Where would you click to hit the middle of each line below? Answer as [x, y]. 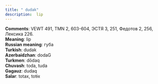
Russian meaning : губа [29, 44]
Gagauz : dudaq [21, 71]
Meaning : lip [18, 39]
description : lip [24, 14]
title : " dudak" [22, 10]
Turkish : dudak [21, 50]
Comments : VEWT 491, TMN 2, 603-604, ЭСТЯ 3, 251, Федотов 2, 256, [79, 28]
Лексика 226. [19, 34]
